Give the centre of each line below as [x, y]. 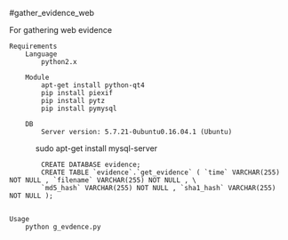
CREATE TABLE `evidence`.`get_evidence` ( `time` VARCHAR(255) [160, 172]
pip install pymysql [79, 108]
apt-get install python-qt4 [93, 85]
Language [41, 54]
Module [37, 77]
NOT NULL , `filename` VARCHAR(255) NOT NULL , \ [103, 180]
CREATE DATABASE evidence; [91, 164]
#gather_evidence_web [52, 13]
